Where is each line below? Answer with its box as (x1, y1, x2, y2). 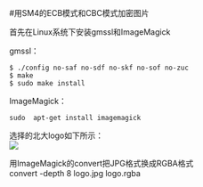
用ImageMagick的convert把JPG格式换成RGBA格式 (9, 159, 194, 168)
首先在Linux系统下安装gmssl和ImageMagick (9, 27, 171, 37)
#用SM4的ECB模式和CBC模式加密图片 (9, 8, 150, 18)
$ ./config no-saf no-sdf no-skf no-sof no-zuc (9, 63, 190, 72)
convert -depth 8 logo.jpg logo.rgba (9, 168, 141, 178)
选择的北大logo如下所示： (9, 130, 104, 141)
